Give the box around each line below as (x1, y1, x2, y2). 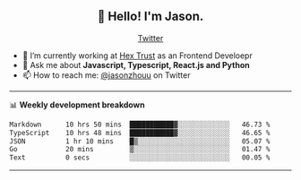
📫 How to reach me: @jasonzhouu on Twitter (21, 69, 191, 81)
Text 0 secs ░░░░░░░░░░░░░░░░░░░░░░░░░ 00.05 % (9, 153, 271, 162)
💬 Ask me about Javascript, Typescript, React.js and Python (21, 59, 250, 70)
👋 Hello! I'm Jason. (97, 9, 204, 24)
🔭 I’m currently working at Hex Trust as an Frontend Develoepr (21, 50, 253, 61)
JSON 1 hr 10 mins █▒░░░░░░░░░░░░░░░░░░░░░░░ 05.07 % (9, 136, 271, 146)
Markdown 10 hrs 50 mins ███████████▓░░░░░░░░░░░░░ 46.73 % (9, 120, 271, 129)
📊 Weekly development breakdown (9, 99, 145, 110)
